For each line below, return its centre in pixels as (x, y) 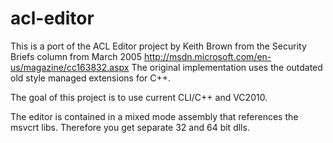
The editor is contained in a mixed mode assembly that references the (154, 116)
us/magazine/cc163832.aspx (70, 67)
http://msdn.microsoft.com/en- (207, 56)
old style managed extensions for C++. (91, 78)
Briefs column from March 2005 (76, 56)
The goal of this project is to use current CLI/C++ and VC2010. (139, 97)
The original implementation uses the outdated (227, 67)
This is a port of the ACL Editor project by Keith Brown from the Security (158, 46)
